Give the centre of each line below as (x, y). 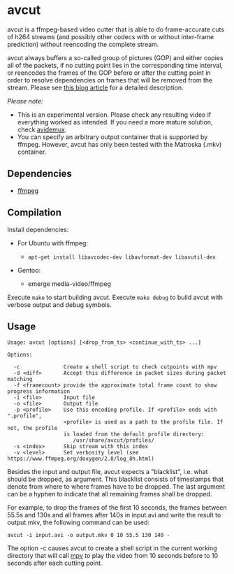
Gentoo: (29, 270)
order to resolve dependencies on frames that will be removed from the (110, 80)
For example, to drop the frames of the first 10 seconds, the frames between (117, 508)
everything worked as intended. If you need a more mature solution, (115, 122)
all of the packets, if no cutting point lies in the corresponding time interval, (115, 65)
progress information (39, 392)
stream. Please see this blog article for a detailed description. (95, 87)
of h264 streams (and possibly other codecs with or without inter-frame (111, 36)
